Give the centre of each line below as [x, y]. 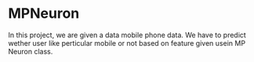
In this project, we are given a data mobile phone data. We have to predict [127, 35]
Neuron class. [31, 51]
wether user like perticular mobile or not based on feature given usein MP [127, 43]
